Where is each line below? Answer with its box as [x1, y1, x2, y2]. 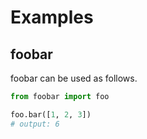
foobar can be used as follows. [10, 72, 138, 84]
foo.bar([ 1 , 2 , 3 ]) [10, 109, 92, 120]
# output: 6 [10, 119, 60, 129]
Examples [10, 6, 94, 29]
